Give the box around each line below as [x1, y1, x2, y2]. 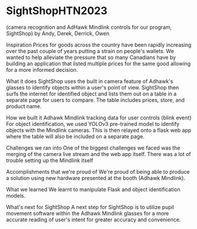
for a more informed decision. [6, 66, 78, 73]
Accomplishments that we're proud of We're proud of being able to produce [6, 168, 190, 175]
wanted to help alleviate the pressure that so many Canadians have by [6, 54, 176, 61]
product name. [6, 102, 42, 109]
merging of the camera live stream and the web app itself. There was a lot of [6, 150, 191, 157]
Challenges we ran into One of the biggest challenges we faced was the [6, 144, 181, 151]
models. [6, 192, 26, 199]
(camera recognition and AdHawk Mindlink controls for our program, [6, 24, 172, 31]
